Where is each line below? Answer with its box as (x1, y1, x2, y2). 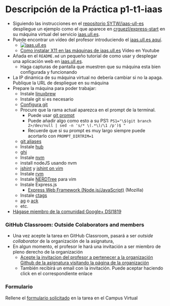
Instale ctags (20, 192, 47, 198)
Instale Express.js (20, 181, 57, 188)
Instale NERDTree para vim (20, 176, 77, 182)
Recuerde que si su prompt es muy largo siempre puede (27, 127, 146, 133)
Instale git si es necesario (20, 96, 74, 102)
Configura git (20, 101, 48, 107)
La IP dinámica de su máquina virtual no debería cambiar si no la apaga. (12, 74, 163, 80)
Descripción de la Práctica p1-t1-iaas (5, 4, 163, 15)
